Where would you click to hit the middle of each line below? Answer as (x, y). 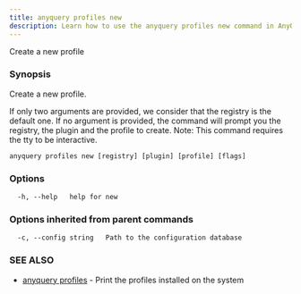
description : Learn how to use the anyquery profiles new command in (142, 26)
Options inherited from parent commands (102, 220)
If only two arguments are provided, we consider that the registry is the (140, 111)
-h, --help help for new (68, 197)
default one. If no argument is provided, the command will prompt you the (145, 121)
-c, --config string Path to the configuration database (130, 238)
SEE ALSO (32, 260)
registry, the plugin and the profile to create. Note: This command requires (146, 130)
